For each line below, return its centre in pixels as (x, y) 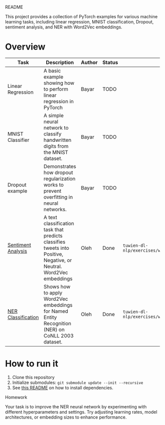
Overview (25, 47)
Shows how (57, 287)
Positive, (54, 254)
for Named (56, 311)
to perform (56, 89)
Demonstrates (60, 166)
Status (110, 62)
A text (50, 217)
